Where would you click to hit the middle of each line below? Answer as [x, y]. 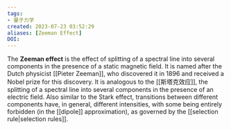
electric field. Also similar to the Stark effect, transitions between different [113, 97]
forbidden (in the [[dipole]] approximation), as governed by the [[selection [113, 112]
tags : [15, 13]
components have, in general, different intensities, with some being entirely [115, 104]
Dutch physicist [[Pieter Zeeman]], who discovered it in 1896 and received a [115, 74]
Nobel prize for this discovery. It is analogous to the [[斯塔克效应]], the [108, 82]
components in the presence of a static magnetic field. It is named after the [114, 66]
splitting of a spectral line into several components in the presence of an [110, 90]
